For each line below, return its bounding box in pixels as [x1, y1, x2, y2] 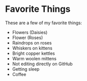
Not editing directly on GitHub [12, 61, 73, 67]
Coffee [12, 71, 27, 77]
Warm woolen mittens [12, 55, 57, 61]
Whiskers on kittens [12, 45, 53, 51]
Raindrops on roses [12, 40, 52, 45]
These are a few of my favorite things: [5, 20, 82, 26]
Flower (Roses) [12, 35, 43, 40]
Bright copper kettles [12, 50, 55, 56]
